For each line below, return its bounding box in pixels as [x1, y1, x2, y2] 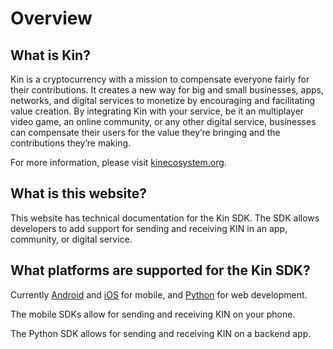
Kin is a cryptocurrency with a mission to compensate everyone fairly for [10, 73, 310, 85]
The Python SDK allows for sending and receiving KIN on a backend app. [10, 327, 312, 339]
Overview [10, 7, 93, 30]
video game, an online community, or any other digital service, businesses [10, 116, 317, 127]
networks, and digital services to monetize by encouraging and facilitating [10, 95, 316, 106]
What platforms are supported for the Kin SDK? [10, 262, 311, 279]
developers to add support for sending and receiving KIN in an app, [10, 222, 288, 234]
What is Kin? [10, 47, 91, 64]
